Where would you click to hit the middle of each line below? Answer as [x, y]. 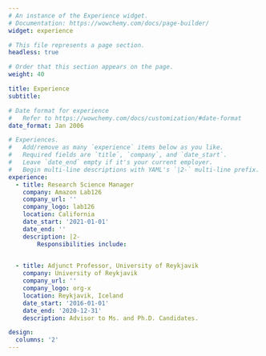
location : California [58, 214]
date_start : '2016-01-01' [66, 303]
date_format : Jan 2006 [46, 126]
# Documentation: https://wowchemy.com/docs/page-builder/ [109, 23]
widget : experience [41, 30]
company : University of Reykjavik [80, 274]
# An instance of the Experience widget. [79, 16]
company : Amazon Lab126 [62, 192]
